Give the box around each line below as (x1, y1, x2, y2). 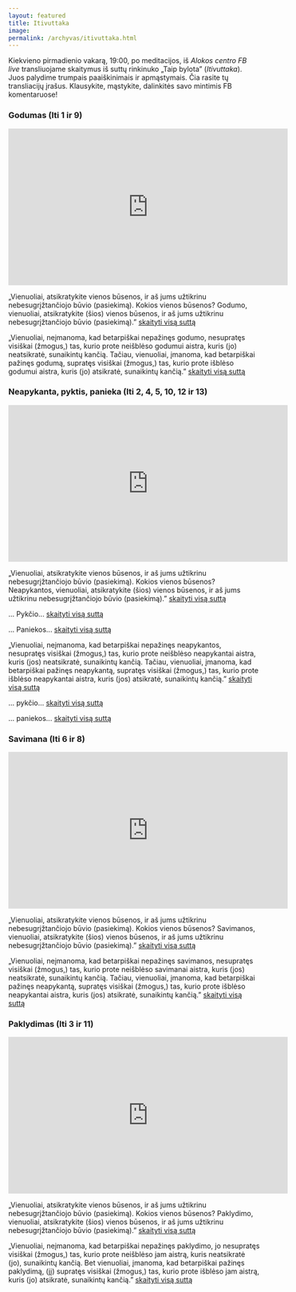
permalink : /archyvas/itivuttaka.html (8, 34, 137, 42)
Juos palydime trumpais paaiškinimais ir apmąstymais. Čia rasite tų (8, 73, 229, 82)
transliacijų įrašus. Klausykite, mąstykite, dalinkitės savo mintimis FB (8, 81, 233, 91)
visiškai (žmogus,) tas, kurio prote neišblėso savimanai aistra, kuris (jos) (8, 965, 245, 974)
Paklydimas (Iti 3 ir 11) (8, 1019, 94, 1030)
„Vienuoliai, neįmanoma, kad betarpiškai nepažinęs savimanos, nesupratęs (8, 956, 254, 966)
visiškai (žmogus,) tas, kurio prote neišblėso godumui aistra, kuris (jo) (8, 341, 238, 351)
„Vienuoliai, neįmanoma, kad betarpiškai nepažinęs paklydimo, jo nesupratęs (8, 1241, 260, 1250)
